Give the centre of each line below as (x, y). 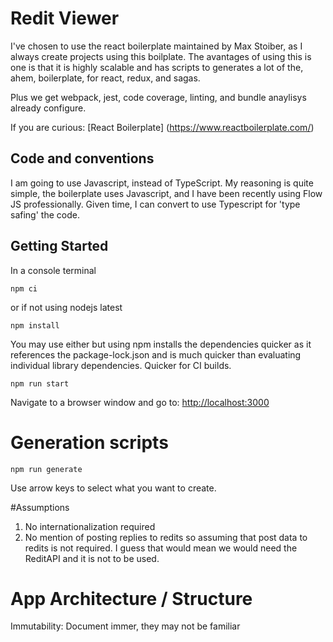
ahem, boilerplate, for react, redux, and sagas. (105, 78)
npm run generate (46, 469)
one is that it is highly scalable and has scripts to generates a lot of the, (157, 67)
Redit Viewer (65, 18)
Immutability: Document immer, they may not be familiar (125, 626)
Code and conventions (82, 158)
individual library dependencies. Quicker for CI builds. (121, 365)
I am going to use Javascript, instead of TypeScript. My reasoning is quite (162, 183)
